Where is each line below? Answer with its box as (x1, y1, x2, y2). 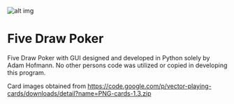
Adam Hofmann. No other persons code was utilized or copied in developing (7, 61, 228, 69)
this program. (7, 68, 46, 76)
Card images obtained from (7, 82, 86, 90)
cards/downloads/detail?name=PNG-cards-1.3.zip (7, 89, 152, 97)
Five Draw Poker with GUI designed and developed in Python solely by (7, 53, 210, 62)
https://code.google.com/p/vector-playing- (87, 82, 212, 90)
